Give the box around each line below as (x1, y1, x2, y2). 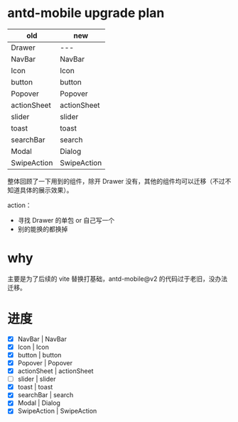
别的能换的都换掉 (17, 225, 68, 233)
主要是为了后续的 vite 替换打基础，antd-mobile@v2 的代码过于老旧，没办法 (7, 274, 228, 283)
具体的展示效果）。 (19, 186, 73, 194)
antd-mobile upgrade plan (7, 5, 165, 21)
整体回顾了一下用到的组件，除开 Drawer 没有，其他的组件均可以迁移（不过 (7, 177, 225, 185)
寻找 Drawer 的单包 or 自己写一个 (17, 216, 115, 224)
